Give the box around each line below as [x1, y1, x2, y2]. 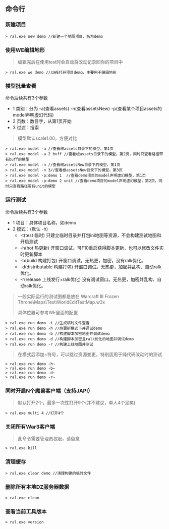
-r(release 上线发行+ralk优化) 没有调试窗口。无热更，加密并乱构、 [20, 276, 157, 282]
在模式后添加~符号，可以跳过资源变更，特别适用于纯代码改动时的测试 [17, 351, 162, 357]
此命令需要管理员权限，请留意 [17, 436, 80, 442]
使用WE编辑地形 [5, 46, 45, 53]
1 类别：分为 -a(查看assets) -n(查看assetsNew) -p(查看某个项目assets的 [12, 105, 162, 112]
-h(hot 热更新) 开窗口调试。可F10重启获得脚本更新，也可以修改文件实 [20, 245, 164, 251]
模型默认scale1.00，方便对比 [17, 135, 77, 141]
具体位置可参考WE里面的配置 [17, 309, 78, 315]
